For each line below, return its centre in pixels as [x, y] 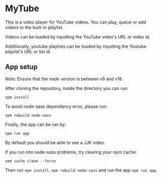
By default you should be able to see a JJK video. [55, 142]
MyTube [22, 9]
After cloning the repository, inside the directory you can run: [67, 88]
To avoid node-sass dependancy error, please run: [56, 106]
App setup [21, 67]
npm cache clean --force [30, 161]
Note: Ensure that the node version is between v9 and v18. [64, 78]
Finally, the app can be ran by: [36, 124]
